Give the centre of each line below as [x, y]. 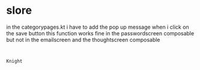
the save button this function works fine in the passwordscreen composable [100, 33]
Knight [14, 61]
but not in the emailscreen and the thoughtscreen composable [83, 39]
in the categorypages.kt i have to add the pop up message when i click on [98, 27]
